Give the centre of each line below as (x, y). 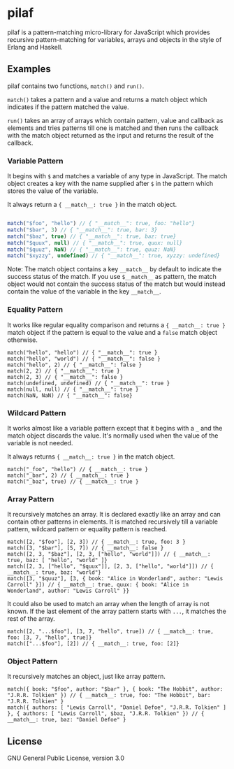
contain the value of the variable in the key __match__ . (85, 292)
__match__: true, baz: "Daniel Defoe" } (67, 720)
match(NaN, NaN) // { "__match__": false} (70, 395)
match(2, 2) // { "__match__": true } (64, 371)
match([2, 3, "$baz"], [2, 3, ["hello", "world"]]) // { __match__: (109, 554)
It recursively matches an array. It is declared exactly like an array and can (114, 515)
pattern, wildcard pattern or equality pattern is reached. (87, 529)
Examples (29, 69)
